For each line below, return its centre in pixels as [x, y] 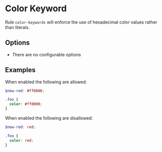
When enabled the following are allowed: [46, 82]
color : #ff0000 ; [26, 104]
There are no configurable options [47, 54]
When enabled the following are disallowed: [49, 118]
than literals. [18, 27]
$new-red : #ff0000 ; [25, 91]
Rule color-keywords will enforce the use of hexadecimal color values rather [81, 22]
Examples [20, 70]
